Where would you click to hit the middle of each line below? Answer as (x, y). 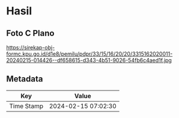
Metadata (25, 79)
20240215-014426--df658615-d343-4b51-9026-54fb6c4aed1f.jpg (89, 60)
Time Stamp (26, 106)
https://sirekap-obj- (31, 47)
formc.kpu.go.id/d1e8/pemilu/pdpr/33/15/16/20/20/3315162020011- (89, 54)
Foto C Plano (30, 33)
